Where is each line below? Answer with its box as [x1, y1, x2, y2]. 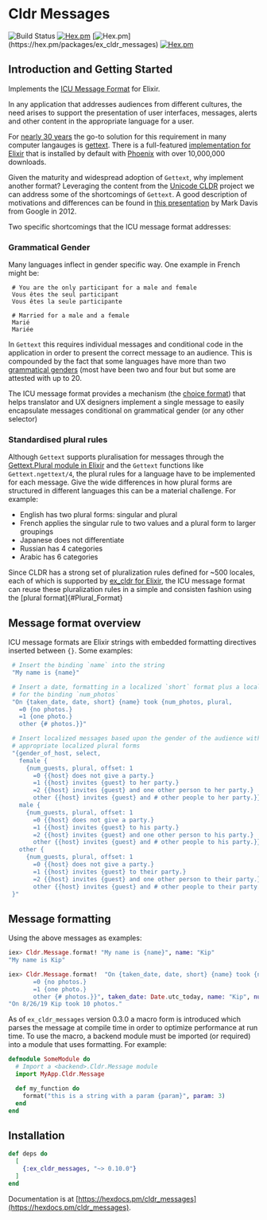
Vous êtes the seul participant [11, 291, 119, 299]
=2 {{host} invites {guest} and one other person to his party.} [33, 830, 254, 839]
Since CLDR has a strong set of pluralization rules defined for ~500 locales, [8, 567, 256, 578]
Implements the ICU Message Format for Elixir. [8, 84, 161, 93]
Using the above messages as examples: [8, 933, 142, 943]
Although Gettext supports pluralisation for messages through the [8, 452, 225, 462]
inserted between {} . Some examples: [8, 646, 133, 656]
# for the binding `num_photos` [11, 690, 119, 698]
